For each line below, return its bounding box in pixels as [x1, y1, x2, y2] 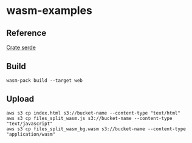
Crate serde [6, 44, 36, 51]
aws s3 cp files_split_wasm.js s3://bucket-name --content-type [6, 115, 173, 121]
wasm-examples [6, 4, 93, 18]
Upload [6, 94, 35, 104]
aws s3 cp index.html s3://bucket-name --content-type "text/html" [6, 110, 181, 116]
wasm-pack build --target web [6, 77, 83, 84]
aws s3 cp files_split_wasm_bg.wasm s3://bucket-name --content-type [6, 125, 187, 132]
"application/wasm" [6, 131, 56, 137]
